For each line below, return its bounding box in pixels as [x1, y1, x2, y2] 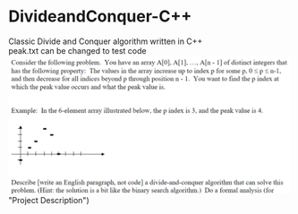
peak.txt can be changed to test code [8, 45, 147, 56]
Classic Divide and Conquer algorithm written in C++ [8, 36, 203, 47]
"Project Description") [8, 194, 90, 205]
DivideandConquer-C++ [8, 6, 192, 27]
